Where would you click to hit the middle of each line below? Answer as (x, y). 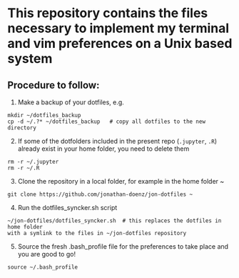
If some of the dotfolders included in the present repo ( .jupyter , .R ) (117, 141)
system (30, 59)
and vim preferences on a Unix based (120, 44)
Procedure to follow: (54, 85)
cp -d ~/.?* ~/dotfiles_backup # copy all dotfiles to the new (106, 121)
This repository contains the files (108, 13)
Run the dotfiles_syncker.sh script (67, 208)
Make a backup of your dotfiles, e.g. (71, 102)
